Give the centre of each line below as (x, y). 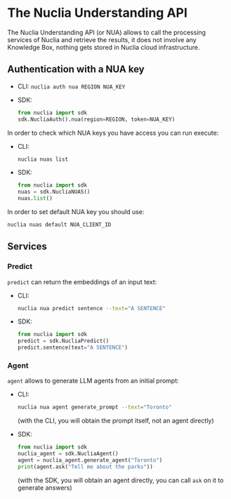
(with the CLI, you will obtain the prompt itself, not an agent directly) (115, 421)
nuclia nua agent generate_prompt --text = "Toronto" (94, 407)
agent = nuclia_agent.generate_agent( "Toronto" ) (90, 460)
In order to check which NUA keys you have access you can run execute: (113, 133)
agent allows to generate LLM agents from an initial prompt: (93, 381)
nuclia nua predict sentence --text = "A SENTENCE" (92, 308)
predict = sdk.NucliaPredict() (63, 341)
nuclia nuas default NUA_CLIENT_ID (59, 225)
